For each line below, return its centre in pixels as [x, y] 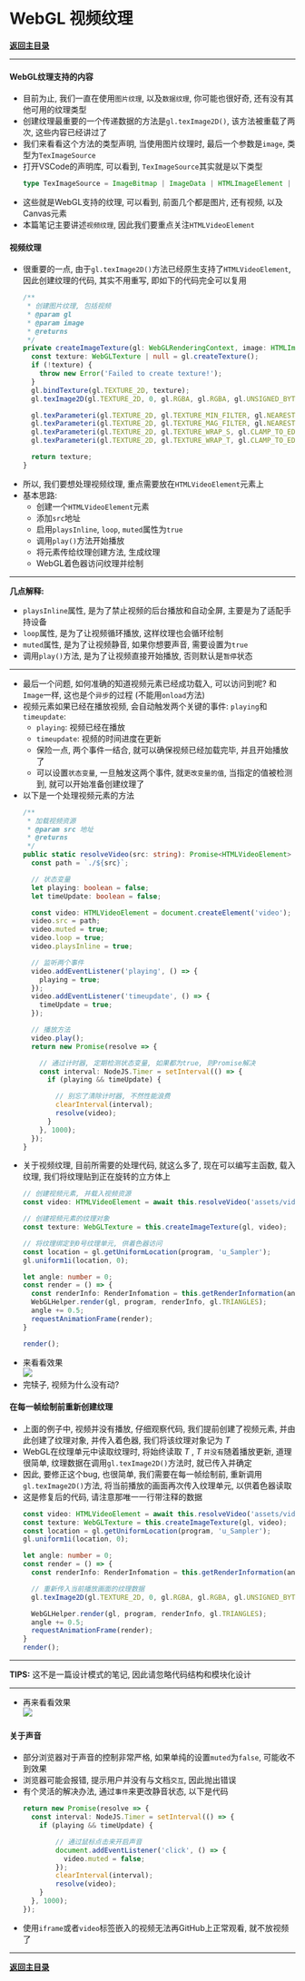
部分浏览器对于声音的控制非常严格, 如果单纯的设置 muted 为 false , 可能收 [155, 1758]
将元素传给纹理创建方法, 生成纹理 [98, 552]
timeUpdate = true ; [76, 1005]
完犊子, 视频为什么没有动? [71, 1384]
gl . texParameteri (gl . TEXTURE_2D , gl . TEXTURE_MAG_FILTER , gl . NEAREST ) [165, 424]
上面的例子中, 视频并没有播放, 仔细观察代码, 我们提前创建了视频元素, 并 [155, 1428]
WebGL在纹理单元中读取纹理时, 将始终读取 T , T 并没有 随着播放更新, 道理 [157, 1451]
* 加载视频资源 [51, 821]
